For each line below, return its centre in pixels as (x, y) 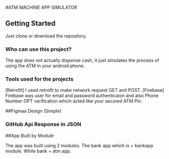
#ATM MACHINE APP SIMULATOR (41, 7)
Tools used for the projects (39, 79)
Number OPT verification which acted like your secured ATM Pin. (74, 101)
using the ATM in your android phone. (45, 66)
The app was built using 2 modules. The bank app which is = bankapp (79, 145)
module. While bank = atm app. (38, 151)
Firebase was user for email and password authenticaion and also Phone (82, 96)
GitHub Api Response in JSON (43, 124)
